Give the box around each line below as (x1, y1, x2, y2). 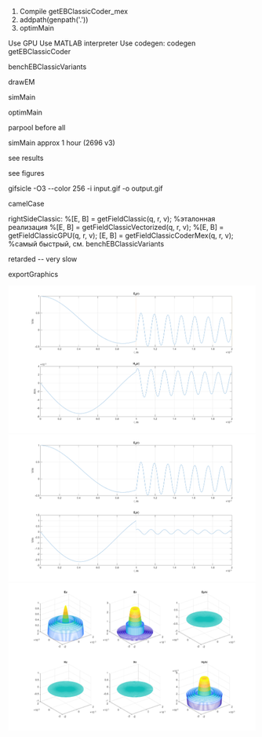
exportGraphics (8, 270, 59, 279)
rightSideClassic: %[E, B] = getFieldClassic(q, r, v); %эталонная (8, 214, 216, 223)
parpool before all (8, 123, 66, 132)
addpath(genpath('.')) (19, 15, 89, 24)
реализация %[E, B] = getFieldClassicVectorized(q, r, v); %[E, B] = (8, 223, 224, 232)
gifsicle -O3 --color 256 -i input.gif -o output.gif (8, 184, 163, 193)
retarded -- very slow (8, 254, 78, 264)
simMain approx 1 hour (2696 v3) (8, 138, 115, 148)
